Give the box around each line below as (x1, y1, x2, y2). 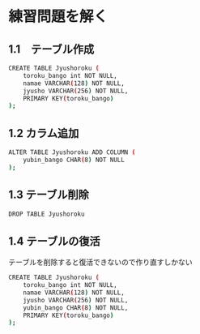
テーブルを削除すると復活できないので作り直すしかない (8, 257, 193, 268)
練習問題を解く (8, 7, 109, 26)
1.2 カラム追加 (8, 126, 79, 140)
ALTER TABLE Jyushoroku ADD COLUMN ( (8, 148, 136, 156)
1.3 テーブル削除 (8, 188, 89, 202)
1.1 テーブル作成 (8, 42, 95, 56)
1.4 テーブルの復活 (8, 234, 100, 248)
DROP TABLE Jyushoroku (8, 210, 85, 218)
